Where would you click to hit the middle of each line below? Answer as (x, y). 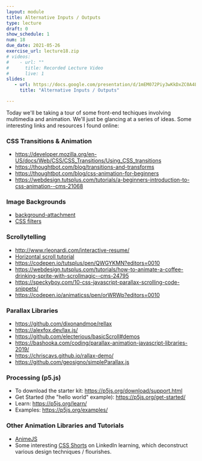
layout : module (25, 12)
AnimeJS (26, 439)
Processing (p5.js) (34, 377)
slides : (16, 79)
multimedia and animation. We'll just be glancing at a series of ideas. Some (99, 119)
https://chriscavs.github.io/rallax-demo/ (64, 356)
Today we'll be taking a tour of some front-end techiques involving (89, 113)
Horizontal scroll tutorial (44, 256)
